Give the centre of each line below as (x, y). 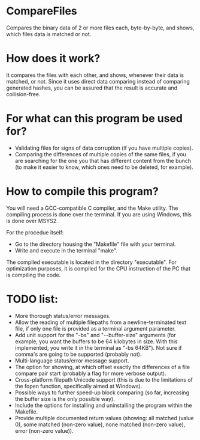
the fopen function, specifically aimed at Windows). (78, 386)
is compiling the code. (34, 275)
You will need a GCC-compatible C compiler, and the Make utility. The (92, 208)
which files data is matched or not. (49, 34)
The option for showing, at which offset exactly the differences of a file (102, 367)
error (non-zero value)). (44, 430)
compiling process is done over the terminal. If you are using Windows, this (99, 214)
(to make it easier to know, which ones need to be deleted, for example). (104, 167)
